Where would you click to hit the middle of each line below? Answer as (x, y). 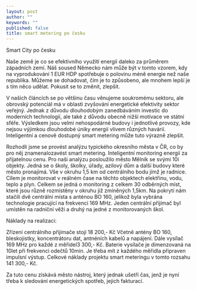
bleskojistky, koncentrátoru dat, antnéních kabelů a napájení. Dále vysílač (95, 238)
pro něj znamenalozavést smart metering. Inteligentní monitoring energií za (97, 153)
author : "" (19, 17)
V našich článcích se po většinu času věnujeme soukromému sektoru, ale (95, 98)
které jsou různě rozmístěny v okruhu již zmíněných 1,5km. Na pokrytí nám (96, 191)
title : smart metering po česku (46, 34)
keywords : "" (22, 22)
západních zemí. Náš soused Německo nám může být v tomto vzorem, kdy (97, 68)
